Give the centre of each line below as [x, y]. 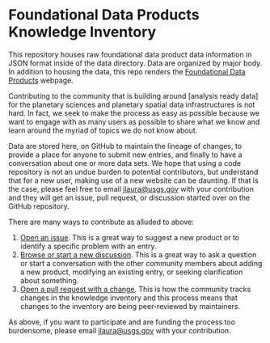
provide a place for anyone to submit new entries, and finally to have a [125, 155]
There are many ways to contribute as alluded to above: [101, 222]
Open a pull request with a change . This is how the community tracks [135, 289]
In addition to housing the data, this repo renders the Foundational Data [127, 71]
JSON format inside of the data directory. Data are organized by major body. [135, 63]
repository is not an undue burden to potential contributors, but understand [133, 171]
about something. [49, 280]
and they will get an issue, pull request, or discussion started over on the [129, 197]
